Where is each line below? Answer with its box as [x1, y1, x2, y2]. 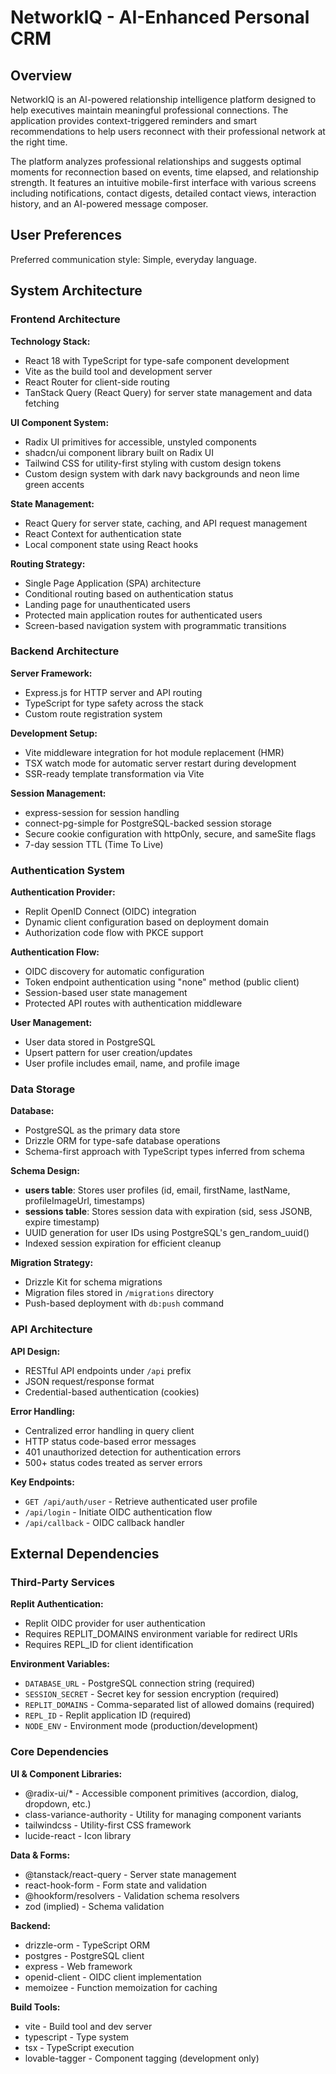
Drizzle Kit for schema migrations [24, 1276, 163, 1288]
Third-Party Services [10, 1576, 115, 1589]
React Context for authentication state [24, 527, 182, 540]
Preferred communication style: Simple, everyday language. [10, 253, 257, 265]
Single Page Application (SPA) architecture [24, 577, 202, 589]
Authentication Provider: [10, 886, 116, 898]
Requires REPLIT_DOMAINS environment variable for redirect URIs [24, 1628, 298, 1640]
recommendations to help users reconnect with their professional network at [10, 126, 326, 137]
